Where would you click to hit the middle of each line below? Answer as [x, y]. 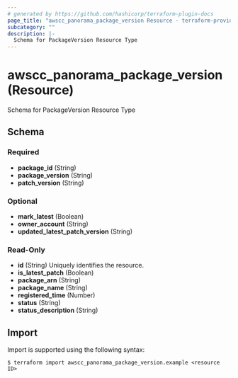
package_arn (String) [49, 280]
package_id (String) [47, 168]
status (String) [39, 303]
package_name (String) [53, 288]
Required [23, 152]
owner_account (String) [53, 224]
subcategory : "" [31, 27]
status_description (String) [58, 310]
